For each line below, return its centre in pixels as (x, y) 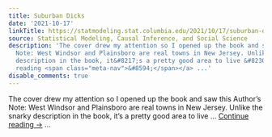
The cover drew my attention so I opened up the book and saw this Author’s (135, 98)
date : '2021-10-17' (41, 23)
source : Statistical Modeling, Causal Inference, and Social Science (128, 38)
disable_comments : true (49, 76)
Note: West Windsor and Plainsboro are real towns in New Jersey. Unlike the (136, 107)
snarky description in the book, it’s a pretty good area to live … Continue (129, 116)
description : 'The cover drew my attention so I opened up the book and (134, 46)
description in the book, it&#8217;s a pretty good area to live (128, 61)
